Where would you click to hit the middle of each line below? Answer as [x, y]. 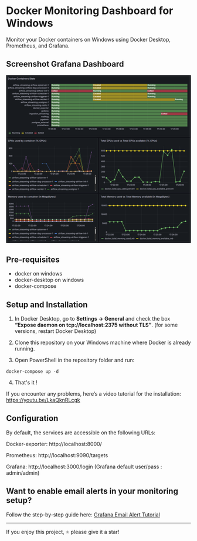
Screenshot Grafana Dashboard [65, 64]
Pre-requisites [33, 259]
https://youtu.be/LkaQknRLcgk [43, 400]
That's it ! [26, 383]
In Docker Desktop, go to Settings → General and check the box [92, 319]
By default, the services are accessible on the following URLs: [81, 433]
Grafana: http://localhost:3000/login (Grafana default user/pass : [84, 467]
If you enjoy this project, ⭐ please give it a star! [63, 532]
